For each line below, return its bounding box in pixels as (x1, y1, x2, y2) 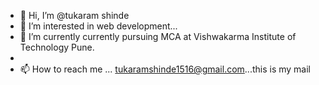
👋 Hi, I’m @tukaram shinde (19, 10, 130, 21)
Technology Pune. (19, 41, 95, 53)
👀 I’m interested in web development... (19, 20, 178, 32)
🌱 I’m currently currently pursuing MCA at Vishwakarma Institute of (19, 31, 297, 42)
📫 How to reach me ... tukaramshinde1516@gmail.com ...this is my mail (19, 63, 311, 75)
